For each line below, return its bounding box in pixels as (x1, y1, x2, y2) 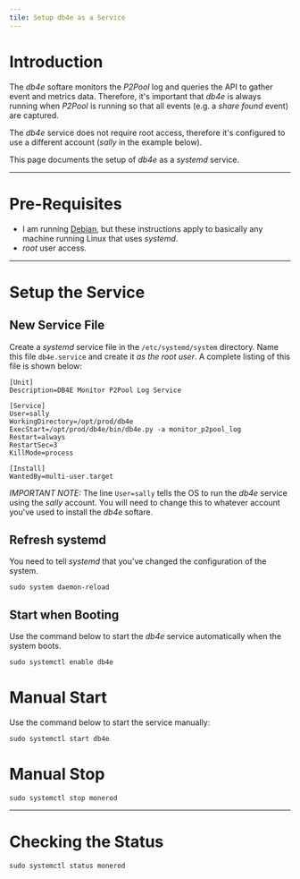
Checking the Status (9, 832, 164, 852)
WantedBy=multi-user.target (9, 472, 114, 481)
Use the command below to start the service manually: (9, 717, 211, 728)
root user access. (21, 243, 87, 253)
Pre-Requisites (9, 193, 122, 214)
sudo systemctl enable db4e (9, 658, 114, 667)
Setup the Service (9, 282, 146, 303)
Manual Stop (9, 764, 105, 784)
